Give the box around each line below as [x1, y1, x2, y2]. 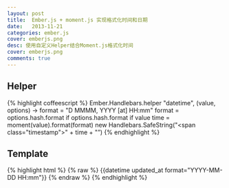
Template [7, 147, 49, 159]
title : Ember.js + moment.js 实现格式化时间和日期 [7, 17, 148, 23]
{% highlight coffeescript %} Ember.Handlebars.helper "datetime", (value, [7, 98, 216, 107]
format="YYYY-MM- [164, 166, 223, 174]
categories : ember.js [7, 29, 69, 36]
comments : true [7, 55, 51, 62]
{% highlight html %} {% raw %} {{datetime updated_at [7, 166, 164, 174]
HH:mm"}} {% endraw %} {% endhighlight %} [17, 174, 148, 182]
